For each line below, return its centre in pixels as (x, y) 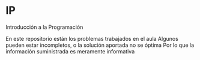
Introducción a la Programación (44, 27)
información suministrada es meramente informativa (70, 51)
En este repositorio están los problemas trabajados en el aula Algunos (92, 38)
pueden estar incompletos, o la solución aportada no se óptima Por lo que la (100, 45)
